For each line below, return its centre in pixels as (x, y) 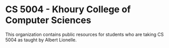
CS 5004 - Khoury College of (68, 9)
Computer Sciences (48, 20)
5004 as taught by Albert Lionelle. (41, 40)
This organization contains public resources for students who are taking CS (84, 34)
